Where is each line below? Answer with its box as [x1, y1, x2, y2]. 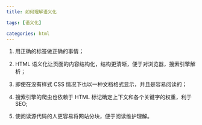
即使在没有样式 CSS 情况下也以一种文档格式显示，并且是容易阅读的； [14, 81, 188, 88]
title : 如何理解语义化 [6, 8, 57, 15]
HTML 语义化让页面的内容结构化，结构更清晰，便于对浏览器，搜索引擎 [14, 61, 191, 68]
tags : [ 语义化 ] [6, 19, 42, 26]
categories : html [6, 31, 50, 37]
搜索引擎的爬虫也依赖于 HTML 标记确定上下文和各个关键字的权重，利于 [14, 94, 192, 101]
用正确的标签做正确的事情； [14, 47, 84, 55]
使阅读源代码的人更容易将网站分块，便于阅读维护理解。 [14, 112, 153, 120]
